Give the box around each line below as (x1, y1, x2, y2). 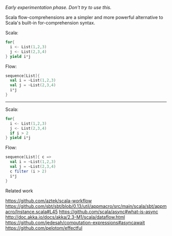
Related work (5, 187, 33, 194)
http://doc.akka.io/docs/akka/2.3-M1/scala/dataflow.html (5, 214, 125, 220)
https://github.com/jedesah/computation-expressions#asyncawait (5, 219, 145, 225)
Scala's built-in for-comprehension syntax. (5, 20, 96, 26)
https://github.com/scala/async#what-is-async (58, 208, 159, 214)
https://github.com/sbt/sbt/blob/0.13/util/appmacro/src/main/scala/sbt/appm (5, 203, 167, 209)
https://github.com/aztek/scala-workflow (5, 198, 92, 204)
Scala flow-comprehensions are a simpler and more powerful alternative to (5, 14, 163, 20)
